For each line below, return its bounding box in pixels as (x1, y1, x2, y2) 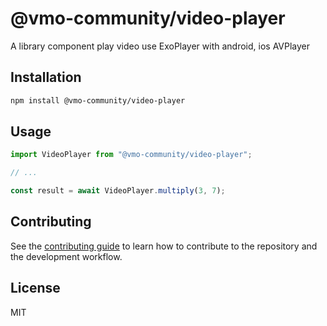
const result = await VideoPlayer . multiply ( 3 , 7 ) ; (10, 186, 226, 196)
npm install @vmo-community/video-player (10, 95, 186, 106)
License (10, 280, 61, 297)
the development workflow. (10, 250, 123, 262)
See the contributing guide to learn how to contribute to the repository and (10, 240, 318, 252)
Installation (10, 69, 82, 86)
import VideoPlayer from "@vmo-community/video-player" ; (10, 150, 253, 160)
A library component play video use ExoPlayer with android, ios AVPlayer (10, 40, 311, 52)
